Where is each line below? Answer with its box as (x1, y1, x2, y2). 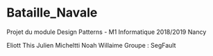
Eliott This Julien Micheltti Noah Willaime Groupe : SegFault (6, 41, 176, 49)
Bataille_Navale (6, 5, 98, 21)
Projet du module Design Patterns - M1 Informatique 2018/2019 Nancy (6, 28, 207, 36)
